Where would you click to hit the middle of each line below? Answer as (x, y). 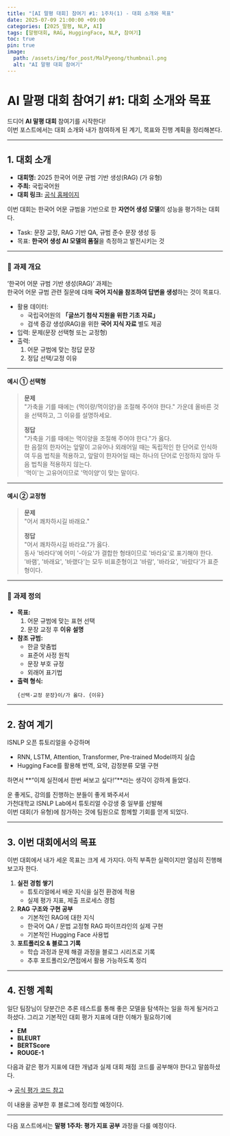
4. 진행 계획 (30, 991)
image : (16, 52)
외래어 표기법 (45, 672)
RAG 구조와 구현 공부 (45, 909)
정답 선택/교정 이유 (52, 358)
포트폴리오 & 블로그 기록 (49, 943)
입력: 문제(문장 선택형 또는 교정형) (62, 332)
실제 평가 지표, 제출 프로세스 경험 (71, 900)
